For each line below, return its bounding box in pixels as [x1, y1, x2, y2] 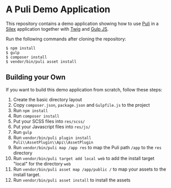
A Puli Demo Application [6, 4, 111, 15]
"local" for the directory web [13, 160, 71, 167]
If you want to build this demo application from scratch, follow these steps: [6, 86, 162, 92]
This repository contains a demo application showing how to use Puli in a [6, 20, 159, 27]
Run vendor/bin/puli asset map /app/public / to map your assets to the [13, 166, 166, 172]
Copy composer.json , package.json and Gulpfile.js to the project [13, 102, 150, 108]
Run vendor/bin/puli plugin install [13, 134, 92, 140]
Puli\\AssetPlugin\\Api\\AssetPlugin [13, 139, 94, 145]
